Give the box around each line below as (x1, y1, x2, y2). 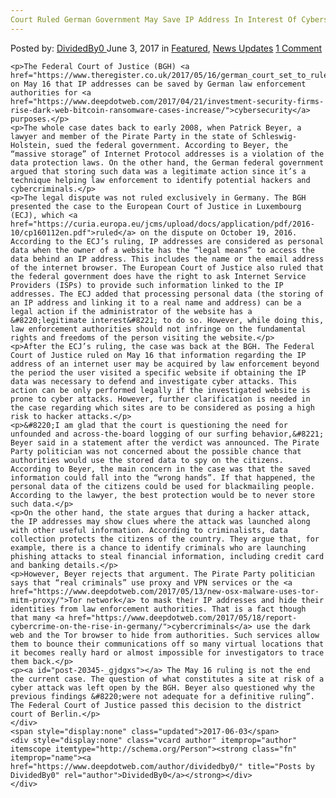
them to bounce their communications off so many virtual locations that (10, 639, 325, 649)
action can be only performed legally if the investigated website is (10, 385, 311, 395)
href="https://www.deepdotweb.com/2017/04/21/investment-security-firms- (10, 96, 325, 106)
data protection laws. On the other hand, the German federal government (10, 157, 325, 168)
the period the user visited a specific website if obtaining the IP (10, 367, 307, 378)
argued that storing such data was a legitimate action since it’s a (10, 166, 307, 176)
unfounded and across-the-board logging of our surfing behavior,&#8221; (10, 429, 325, 439)
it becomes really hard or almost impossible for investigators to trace (10, 647, 325, 658)
